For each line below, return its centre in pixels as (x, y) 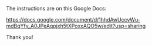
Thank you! (20, 37)
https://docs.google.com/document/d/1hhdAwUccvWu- (73, 20)
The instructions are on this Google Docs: (56, 8)
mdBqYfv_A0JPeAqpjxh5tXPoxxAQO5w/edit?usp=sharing (76, 26)
